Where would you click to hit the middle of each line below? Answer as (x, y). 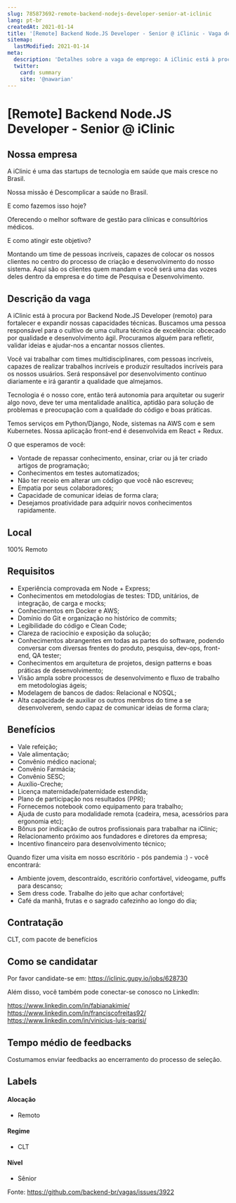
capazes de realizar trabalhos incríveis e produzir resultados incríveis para (115, 366)
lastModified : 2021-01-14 (52, 46)
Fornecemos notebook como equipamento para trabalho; (100, 806)
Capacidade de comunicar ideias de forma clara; (88, 496)
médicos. (21, 227)
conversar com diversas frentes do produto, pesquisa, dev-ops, (110, 648)
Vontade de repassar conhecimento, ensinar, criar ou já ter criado (112, 458)
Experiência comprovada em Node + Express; (84, 588)
